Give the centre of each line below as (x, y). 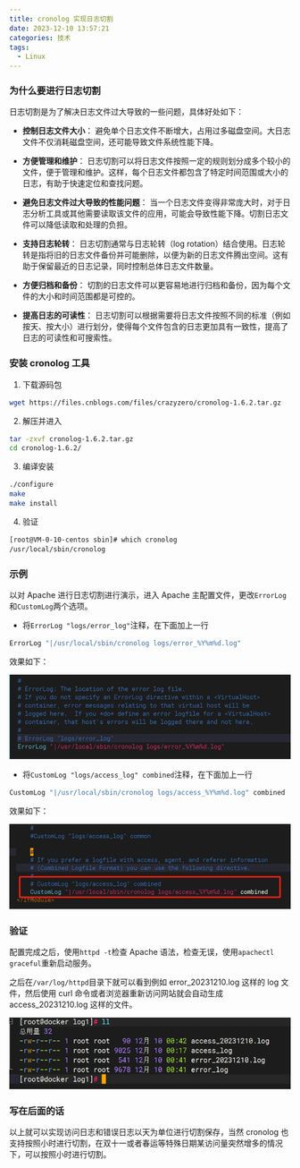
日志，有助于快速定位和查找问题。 (85, 183)
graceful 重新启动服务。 (53, 963)
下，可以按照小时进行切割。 (60, 1155)
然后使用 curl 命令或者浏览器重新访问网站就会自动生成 (124, 993)
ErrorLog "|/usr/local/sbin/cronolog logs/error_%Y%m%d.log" (125, 644)
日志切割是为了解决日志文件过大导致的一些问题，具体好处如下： (126, 112)
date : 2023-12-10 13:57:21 (59, 28)
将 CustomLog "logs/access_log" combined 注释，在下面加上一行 (137, 775)
